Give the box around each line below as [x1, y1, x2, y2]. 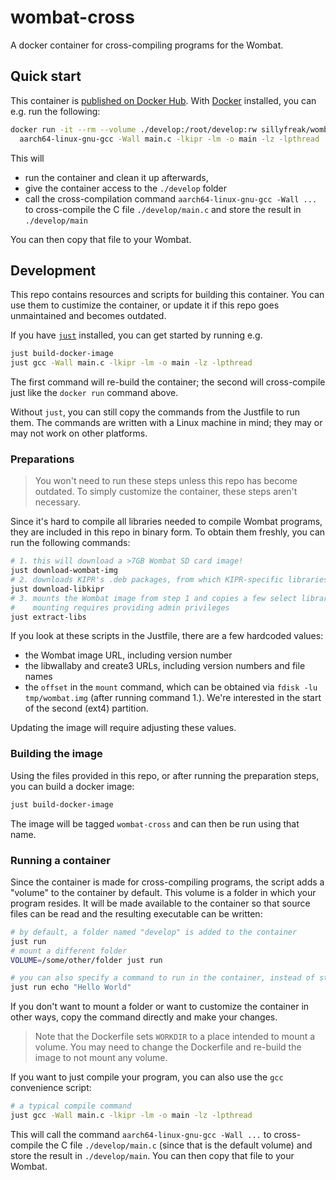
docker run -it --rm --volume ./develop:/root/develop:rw [10, 124, 257, 135]
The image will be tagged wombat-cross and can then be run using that [10, 817, 300, 830]
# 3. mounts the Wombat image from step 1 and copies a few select [10, 593, 298, 603]
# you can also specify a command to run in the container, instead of [10, 973, 315, 983]
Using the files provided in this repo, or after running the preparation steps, [10, 769, 320, 781]
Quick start [10, 68, 82, 85]
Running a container [10, 853, 111, 867]
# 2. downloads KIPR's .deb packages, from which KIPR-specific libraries [10, 575, 329, 585]
